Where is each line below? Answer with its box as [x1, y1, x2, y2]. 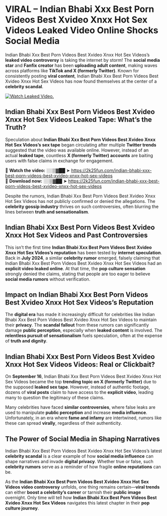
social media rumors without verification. [5, 276, 91, 282]
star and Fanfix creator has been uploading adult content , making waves [5, 62, 158, 68]
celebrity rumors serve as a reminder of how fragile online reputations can [5, 464, 161, 470]
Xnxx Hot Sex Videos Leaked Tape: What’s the [5, 116, 152, 124]
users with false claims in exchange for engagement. [5, 158, 114, 164]
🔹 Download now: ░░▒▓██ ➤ [5, 178, 67, 184]
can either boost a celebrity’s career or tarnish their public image [5, 490, 141, 495]
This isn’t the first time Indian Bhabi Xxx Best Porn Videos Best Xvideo [5, 244, 152, 250]
